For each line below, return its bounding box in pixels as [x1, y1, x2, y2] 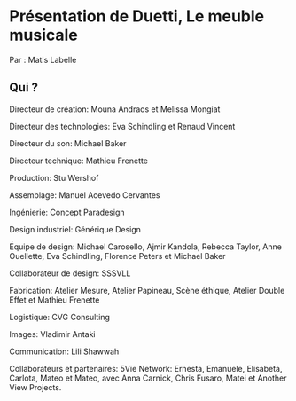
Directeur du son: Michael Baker [9, 138, 127, 148]
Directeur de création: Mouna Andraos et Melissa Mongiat [9, 104, 221, 114]
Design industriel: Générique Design [9, 224, 142, 234]
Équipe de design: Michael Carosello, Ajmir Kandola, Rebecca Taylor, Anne [9, 241, 282, 252]
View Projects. [9, 381, 62, 392]
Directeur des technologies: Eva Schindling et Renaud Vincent [9, 121, 236, 131]
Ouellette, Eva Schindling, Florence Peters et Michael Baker [9, 250, 226, 261]
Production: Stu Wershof [9, 172, 99, 183]
